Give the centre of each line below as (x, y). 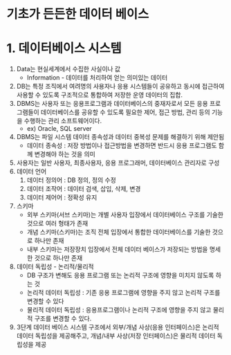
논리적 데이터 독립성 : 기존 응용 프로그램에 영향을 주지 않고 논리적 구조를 (123, 293)
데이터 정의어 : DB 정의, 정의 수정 (72, 180)
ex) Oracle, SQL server (59, 129)
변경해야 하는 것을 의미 (65, 154)
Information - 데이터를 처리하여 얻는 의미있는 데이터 (97, 78)
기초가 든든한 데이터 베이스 (78, 14)
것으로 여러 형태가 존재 (57, 224)
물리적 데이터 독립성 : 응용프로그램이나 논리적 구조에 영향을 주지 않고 (119, 310)
